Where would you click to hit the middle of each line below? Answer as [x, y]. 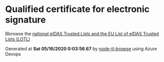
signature [25, 20]
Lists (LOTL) [18, 39]
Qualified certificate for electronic [77, 9]
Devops [13, 54]
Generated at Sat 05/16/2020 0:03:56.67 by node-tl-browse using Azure [81, 48]
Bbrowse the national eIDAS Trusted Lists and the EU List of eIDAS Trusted [82, 33]
